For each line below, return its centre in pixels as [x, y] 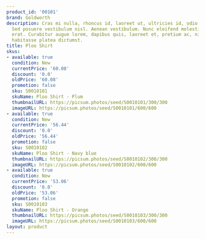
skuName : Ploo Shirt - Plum [48, 97]
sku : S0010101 [30, 91]
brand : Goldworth [28, 18]
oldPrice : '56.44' [35, 137]
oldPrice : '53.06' [35, 193]
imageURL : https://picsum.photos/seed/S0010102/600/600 [84, 165]
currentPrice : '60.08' [41, 68]
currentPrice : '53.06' [41, 182]
